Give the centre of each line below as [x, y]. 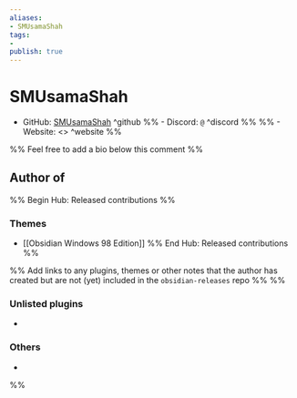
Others [25, 347]
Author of [37, 178]
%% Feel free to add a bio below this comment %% [106, 149]
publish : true [36, 52]
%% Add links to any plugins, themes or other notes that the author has [143, 270]
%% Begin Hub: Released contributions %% [92, 199]
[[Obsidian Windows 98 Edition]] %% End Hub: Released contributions [155, 243]
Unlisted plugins [46, 304]
